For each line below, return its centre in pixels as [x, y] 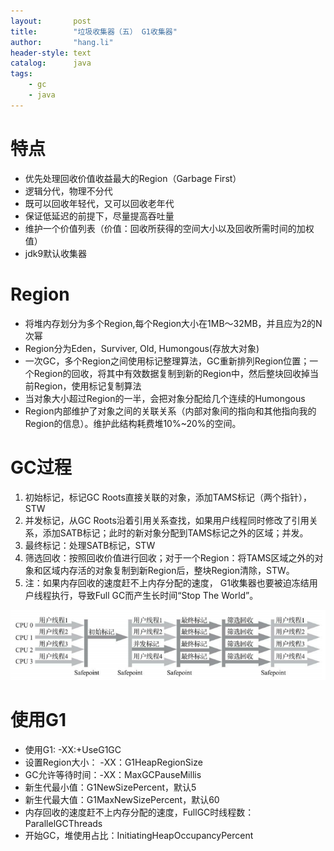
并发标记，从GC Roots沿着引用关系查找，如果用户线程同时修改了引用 [167, 520]
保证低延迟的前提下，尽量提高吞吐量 [99, 216]
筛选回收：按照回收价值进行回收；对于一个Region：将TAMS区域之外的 [169, 557]
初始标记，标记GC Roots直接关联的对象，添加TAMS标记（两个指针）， [168, 497]
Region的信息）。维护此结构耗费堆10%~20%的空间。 [133, 423]
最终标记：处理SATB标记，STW [90, 545]
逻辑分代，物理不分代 [68, 191]
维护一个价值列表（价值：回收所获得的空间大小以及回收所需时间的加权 [169, 228]
